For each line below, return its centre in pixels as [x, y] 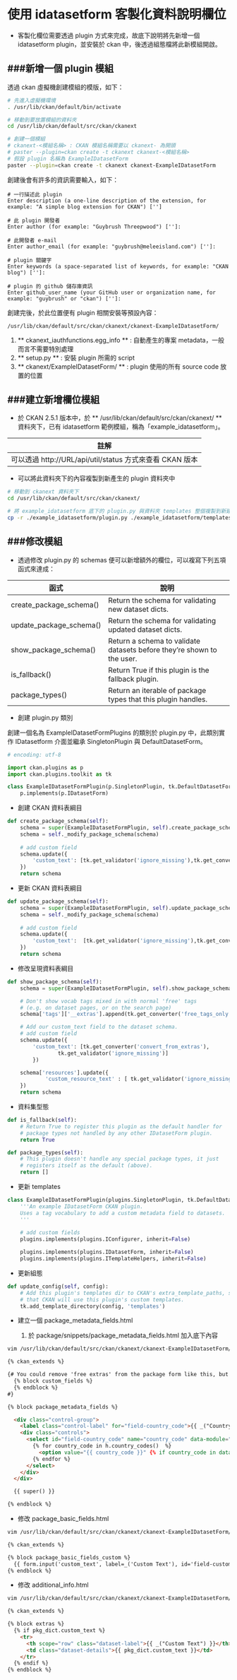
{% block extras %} [36, 1624]
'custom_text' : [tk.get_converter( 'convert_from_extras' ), [121, 1046]
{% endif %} [31, 1663]
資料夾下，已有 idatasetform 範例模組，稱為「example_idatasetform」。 [121, 427]
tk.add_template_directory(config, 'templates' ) [93, 1306]
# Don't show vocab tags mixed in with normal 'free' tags [109, 1001]
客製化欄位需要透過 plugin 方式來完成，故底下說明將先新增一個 [109, 35]
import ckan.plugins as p [45, 767]
